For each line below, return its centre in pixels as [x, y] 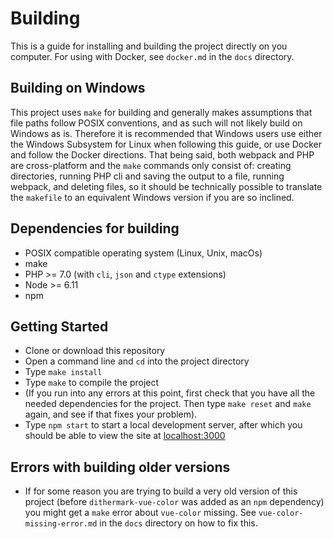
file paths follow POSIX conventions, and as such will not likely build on [156, 123]
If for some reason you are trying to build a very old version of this [161, 491]
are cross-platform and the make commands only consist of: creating [151, 165]
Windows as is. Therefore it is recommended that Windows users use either [166, 133]
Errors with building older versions [120, 467]
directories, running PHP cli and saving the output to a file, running [147, 176]
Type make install [63, 372]
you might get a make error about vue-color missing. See [140, 513]
